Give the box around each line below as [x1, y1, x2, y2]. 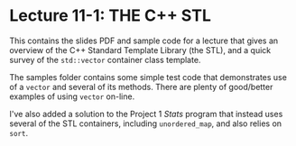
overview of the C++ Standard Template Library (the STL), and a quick [9, 44, 272, 55]
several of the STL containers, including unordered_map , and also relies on [9, 118, 282, 129]
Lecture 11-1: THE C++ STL [9, 5, 212, 26]
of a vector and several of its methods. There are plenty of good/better [9, 81, 273, 92]
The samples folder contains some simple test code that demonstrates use [9, 71, 287, 82]
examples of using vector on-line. [9, 91, 135, 102]
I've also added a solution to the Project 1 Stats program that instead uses [9, 108, 283, 119]
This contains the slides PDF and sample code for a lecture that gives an [9, 35, 279, 46]
